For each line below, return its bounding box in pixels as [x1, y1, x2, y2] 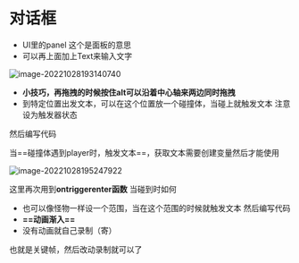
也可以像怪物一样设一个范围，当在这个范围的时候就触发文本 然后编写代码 [21, 202, 291, 213]
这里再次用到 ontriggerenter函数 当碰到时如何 [9, 183, 177, 194]
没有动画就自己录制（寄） [21, 225, 117, 235]
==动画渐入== [21, 214, 76, 225]
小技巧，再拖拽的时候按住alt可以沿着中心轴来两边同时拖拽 [21, 87, 237, 98]
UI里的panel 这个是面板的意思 [21, 39, 132, 50]
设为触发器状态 [21, 109, 78, 120]
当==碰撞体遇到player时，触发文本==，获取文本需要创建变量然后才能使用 [9, 147, 279, 157]
